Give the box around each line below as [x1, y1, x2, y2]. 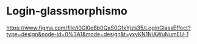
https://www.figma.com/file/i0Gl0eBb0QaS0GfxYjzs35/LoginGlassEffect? [6, 24, 191, 31]
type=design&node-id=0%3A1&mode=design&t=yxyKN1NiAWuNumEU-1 [6, 30, 189, 37]
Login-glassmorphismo [6, 4, 128, 18]
